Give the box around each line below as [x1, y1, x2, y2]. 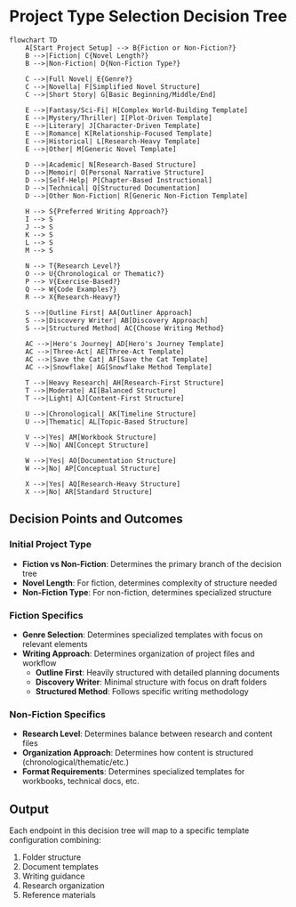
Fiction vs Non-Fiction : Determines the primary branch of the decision [21, 558, 282, 569]
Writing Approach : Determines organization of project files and [21, 648, 255, 659]
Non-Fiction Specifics [9, 708, 107, 720]
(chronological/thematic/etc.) [21, 757, 130, 767]
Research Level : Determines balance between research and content [21, 728, 273, 740]
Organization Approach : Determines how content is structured [21, 748, 253, 758]
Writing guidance [21, 871, 85, 882]
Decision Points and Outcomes [9, 512, 184, 527]
